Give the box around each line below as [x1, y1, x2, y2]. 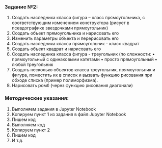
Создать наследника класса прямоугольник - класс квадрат [11, 41, 139, 47]
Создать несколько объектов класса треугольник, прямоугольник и [11, 67, 156, 73]
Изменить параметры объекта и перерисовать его [11, 35, 119, 41]
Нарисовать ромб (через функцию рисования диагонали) [11, 83, 133, 89]
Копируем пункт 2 [11, 127, 50, 133]
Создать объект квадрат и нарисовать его [11, 46, 101, 52]
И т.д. [11, 137, 24, 143]
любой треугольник [11, 61, 54, 67]
